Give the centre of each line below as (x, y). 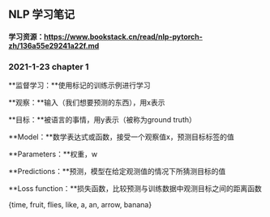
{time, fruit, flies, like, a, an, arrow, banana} (80, 205)
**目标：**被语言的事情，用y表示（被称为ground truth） (102, 120)
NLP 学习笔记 (42, 15)
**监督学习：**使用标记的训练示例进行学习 (80, 85)
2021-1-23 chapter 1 (49, 66)
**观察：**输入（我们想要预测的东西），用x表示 (87, 103)
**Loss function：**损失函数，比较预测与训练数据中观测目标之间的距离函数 (135, 189)
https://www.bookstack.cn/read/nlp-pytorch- (123, 36)
